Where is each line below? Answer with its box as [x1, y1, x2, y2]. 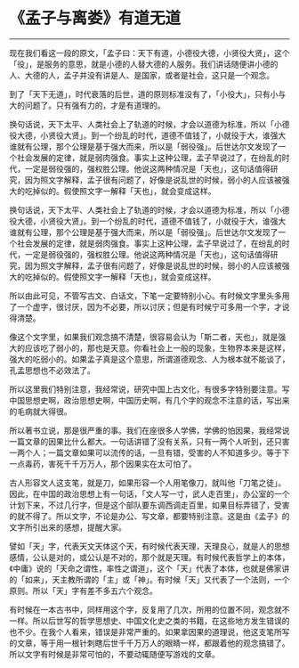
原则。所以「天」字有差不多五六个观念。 [9, 585, 158, 596]
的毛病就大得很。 [9, 406, 72, 417]
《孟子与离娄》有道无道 [9, 8, 182, 29]
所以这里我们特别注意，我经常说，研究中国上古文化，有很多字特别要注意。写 [9, 384, 290, 395]
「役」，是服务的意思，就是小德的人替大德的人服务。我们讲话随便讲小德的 [9, 59, 279, 69]
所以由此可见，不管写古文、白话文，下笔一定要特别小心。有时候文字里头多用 [9, 290, 290, 301]
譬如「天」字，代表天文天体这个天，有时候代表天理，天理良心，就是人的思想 [9, 541, 290, 551]
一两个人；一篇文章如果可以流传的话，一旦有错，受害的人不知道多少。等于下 [9, 447, 290, 458]
